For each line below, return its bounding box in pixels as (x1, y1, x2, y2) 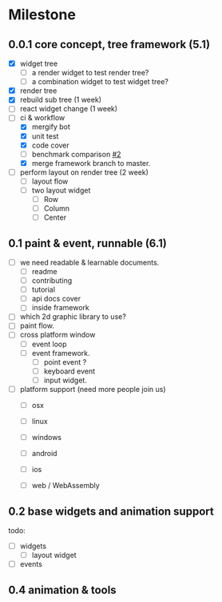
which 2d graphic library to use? (19, 312, 126, 321)
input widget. (43, 375, 88, 385)
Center (43, 212, 66, 222)
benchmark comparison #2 (31, 149, 121, 159)
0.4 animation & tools (8, 583, 117, 596)
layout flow (31, 176, 69, 186)
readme (31, 267, 57, 276)
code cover (31, 140, 69, 150)
